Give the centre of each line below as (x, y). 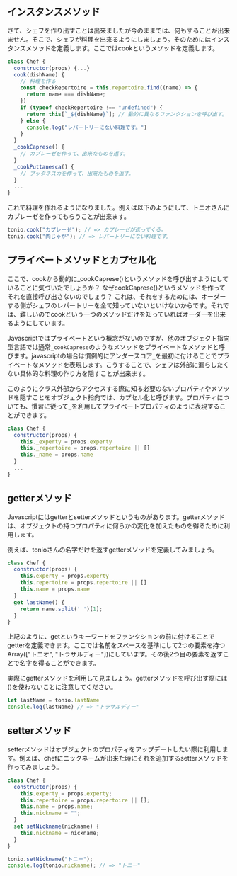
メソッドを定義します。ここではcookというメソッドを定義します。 (122, 48)
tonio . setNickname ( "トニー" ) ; (50, 859)
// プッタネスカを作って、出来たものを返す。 (77, 174)
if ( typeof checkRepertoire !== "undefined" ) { (91, 108)
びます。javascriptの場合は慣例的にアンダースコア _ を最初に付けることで (112, 355)
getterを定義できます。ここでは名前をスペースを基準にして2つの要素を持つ (116, 645)
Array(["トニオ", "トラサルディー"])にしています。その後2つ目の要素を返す (115, 654)
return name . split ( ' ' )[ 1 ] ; (61, 609)
